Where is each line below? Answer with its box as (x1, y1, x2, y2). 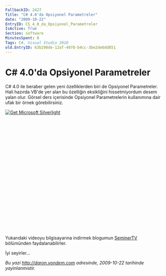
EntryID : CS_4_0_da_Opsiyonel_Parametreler (5, 21, 98, 27)
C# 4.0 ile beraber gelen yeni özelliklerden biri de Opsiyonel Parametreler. (5, 83, 158, 89)
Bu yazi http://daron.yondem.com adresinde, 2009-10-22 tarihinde (5, 259, 144, 265)
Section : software (5, 31, 44, 36)
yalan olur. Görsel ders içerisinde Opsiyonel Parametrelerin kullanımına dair (5, 94, 161, 100)
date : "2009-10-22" (5, 17, 46, 22)
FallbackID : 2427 (5, 7, 42, 13)
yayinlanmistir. (5, 265, 36, 271)
